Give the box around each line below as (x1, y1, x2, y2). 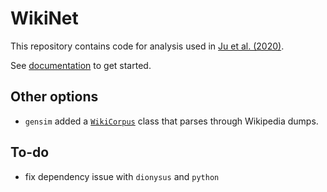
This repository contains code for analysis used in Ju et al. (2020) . (10, 40, 285, 52)
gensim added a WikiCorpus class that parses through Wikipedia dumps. (24, 115, 319, 127)
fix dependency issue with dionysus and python (24, 170, 220, 182)
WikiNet (10, 7, 79, 30)
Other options (10, 88, 99, 106)
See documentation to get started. (10, 59, 152, 71)
